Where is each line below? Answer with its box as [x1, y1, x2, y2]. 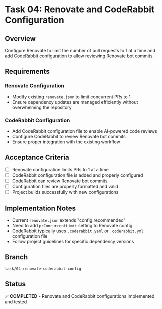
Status [5, 280, 26, 288]
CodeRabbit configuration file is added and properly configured [12, 172, 143, 178]
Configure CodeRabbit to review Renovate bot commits [12, 133, 126, 139]
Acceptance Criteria [5, 153, 69, 162]
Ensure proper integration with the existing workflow [12, 139, 121, 145]
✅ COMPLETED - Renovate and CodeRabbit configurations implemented [5, 293, 155, 299]
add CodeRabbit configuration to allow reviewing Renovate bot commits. [5, 53, 154, 59]
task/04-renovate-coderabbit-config [5, 266, 81, 271]
